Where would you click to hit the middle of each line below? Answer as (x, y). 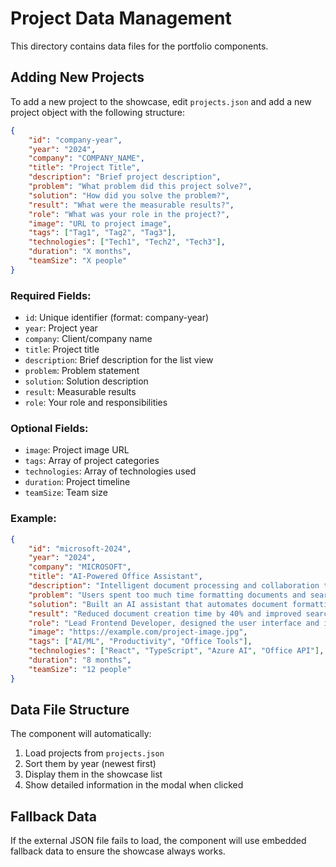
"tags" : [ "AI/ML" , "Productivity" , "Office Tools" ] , (140, 642)
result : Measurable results (80, 392)
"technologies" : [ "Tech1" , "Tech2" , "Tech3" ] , (127, 242)
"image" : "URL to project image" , (100, 223)
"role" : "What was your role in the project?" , (129, 214)
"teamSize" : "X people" (78, 261)
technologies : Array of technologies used (110, 471)
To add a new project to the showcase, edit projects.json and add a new (161, 101)
